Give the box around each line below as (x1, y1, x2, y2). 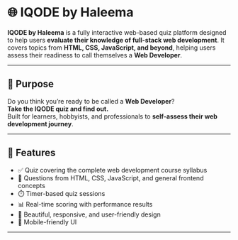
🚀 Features (7, 147, 56, 159)
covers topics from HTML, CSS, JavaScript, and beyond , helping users (7, 43, 216, 52)
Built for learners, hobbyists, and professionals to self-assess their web (7, 111, 218, 121)
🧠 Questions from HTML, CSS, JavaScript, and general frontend (17, 173, 204, 182)
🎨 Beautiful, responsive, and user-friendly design (17, 210, 161, 219)
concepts (17, 181, 46, 190)
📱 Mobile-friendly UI (17, 217, 77, 226)
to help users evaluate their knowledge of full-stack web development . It (7, 36, 225, 44)
